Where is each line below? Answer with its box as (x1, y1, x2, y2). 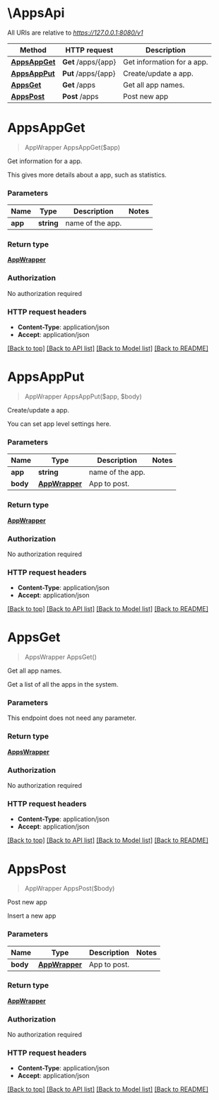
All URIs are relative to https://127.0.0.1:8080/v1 (7, 28, 143, 37)
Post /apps (62, 91, 99, 101)
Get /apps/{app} (62, 57, 117, 66)
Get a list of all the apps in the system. (7, 680, 119, 689)
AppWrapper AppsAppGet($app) (24, 143, 121, 151)
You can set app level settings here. (7, 420, 112, 428)
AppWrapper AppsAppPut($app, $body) (24, 392, 143, 401)
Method (20, 45, 47, 54)
